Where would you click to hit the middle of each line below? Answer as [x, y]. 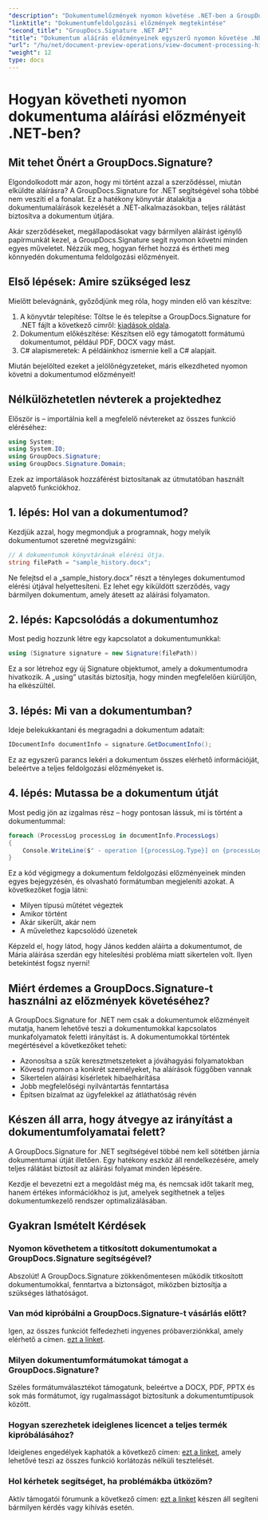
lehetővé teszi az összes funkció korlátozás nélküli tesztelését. [111, 1461]
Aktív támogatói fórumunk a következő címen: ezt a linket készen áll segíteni [134, 1498]
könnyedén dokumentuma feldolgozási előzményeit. [94, 257]
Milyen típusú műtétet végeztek [71, 905]
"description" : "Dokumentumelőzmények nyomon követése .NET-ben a [121, 16]
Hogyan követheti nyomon [98, 100]
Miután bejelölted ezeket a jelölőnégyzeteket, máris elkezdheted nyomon [128, 366]
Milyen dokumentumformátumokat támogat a [99, 1360]
